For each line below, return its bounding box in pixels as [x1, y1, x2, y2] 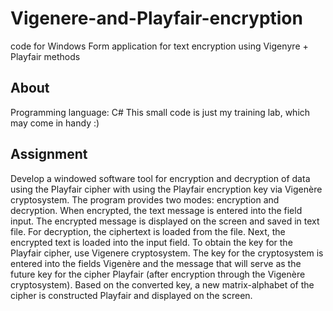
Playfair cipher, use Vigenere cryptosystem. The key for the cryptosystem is [10, 247, 324, 259]
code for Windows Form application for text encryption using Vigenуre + [10, 40, 309, 52]
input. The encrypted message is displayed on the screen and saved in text [10, 215, 320, 227]
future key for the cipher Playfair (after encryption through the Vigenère [10, 268, 306, 280]
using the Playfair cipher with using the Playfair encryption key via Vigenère [10, 183, 323, 195]
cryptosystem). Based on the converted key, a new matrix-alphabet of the [10, 278, 315, 291]
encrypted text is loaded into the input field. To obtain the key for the [10, 236, 293, 248]
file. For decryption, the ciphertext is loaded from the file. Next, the [10, 225, 286, 237]
